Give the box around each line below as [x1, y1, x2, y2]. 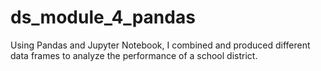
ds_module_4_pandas [10, 6, 196, 29]
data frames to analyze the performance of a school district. [10, 49, 258, 61]
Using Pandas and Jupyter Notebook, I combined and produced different [10, 39, 311, 51]
